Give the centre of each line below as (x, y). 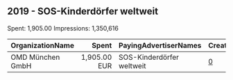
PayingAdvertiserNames (160, 45)
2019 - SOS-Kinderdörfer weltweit (83, 11)
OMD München (35, 57)
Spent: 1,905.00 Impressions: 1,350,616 (63, 28)
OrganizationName (43, 45)
